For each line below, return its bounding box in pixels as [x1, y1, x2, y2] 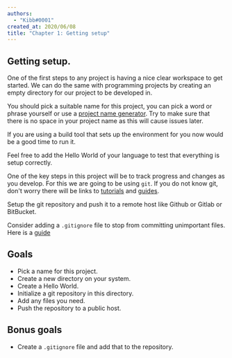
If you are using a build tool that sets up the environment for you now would [7, 130, 224, 139]
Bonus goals [7, 324, 63, 336]
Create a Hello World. [17, 282, 79, 290]
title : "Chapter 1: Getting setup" [7, 29, 110, 37]
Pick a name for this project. [17, 267, 99, 275]
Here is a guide [7, 229, 51, 237]
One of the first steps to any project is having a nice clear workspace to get [7, 74, 223, 82]
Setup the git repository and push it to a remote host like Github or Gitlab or [7, 200, 222, 209]
